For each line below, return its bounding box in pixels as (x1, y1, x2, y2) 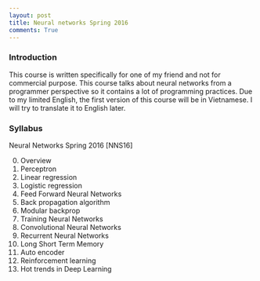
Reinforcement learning (20, 256, 96, 265)
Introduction (9, 52, 57, 63)
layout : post (9, 11, 52, 20)
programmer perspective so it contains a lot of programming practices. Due (9, 86, 253, 96)
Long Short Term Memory (20, 239, 104, 248)
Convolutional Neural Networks (20, 222, 122, 232)
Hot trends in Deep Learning (20, 264, 112, 273)
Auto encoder (20, 247, 65, 257)
